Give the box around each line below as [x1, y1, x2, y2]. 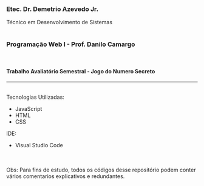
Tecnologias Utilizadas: [6, 93, 65, 101]
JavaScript [15, 105, 42, 112]
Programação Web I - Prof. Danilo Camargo [6, 40, 135, 48]
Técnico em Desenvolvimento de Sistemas [6, 19, 113, 26]
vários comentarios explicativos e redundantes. [6, 172, 125, 180]
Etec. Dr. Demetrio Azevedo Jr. [6, 5, 99, 13]
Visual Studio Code [15, 141, 64, 148]
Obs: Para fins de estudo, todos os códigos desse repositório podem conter [6, 166, 196, 173]
